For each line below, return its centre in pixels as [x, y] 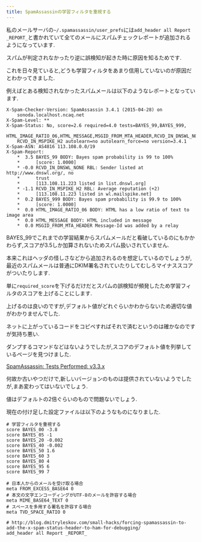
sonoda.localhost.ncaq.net [51, 115]
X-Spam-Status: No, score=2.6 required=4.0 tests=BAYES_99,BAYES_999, [96, 125]
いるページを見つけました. [38, 354]
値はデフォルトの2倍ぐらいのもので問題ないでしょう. [72, 399]
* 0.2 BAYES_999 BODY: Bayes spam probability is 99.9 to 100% [99, 199]
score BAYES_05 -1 [29, 435]
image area [20, 215]
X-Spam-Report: [25, 152]
